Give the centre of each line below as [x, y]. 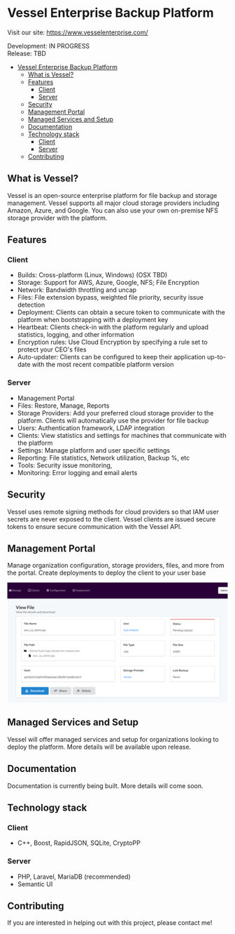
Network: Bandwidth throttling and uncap [77, 290]
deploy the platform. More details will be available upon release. [99, 747]
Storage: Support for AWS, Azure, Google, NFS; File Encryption [108, 283]
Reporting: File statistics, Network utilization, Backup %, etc [104, 458]
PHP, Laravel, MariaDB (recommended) [74, 876]
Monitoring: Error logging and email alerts [77, 472]
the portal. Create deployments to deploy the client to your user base [107, 573]
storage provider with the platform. [57, 218]
